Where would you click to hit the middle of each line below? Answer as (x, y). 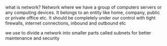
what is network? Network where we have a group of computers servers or (83, 7)
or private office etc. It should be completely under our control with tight (80, 18)
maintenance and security (32, 38)
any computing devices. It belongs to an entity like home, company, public (83, 12)
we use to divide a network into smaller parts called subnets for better (78, 33)
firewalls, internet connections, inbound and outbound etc (66, 23)
